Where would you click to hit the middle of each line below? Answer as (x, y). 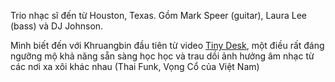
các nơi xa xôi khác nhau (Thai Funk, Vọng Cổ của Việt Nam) (135, 66)
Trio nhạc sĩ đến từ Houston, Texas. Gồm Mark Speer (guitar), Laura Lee (158, 15)
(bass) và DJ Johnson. (57, 26)
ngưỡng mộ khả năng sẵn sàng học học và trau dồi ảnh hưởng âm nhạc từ (162, 56)
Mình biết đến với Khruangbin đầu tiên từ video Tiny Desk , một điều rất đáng (167, 45)
